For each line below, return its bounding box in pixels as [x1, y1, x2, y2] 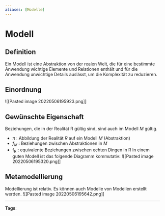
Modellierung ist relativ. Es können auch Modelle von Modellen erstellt [5, 186, 147, 191]
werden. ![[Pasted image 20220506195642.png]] [5, 191, 105, 197]
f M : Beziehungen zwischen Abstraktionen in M [12, 140, 108, 148]
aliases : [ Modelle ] [5, 7, 45, 12]
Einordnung [5, 85, 42, 94]
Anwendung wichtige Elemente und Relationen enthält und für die [5, 66, 138, 72]
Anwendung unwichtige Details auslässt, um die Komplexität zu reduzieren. [5, 71, 158, 77]
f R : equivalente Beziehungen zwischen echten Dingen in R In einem [12, 147, 150, 154]
